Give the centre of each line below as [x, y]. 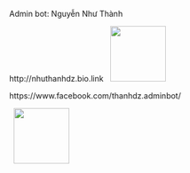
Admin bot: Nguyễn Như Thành [66, 14]
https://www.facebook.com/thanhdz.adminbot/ [95, 96]
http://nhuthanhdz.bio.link [56, 79]
